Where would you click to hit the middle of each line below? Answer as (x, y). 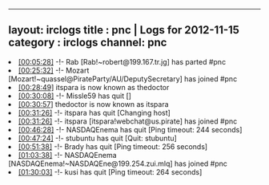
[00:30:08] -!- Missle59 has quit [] (75, 96)
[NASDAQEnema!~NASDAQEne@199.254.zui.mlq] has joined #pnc (118, 163)
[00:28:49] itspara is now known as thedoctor (94, 87)
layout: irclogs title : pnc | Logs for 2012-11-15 (124, 30)
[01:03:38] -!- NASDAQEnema (68, 155)
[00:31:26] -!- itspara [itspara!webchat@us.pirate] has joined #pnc (128, 121)
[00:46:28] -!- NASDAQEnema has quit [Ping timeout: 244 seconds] (130, 129)
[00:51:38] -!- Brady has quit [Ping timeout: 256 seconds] (113, 146)
